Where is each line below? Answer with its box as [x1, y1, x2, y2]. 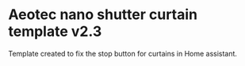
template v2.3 [8, 22, 102, 41]
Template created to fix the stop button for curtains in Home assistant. [8, 49, 238, 58]
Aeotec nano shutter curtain [8, 6, 198, 24]
